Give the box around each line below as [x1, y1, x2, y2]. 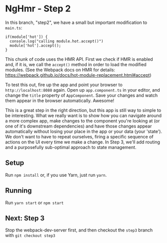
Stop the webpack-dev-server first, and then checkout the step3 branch [5, 227, 153, 233]
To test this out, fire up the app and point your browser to [5, 82, 123, 88]
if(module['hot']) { [5, 34, 48, 39]
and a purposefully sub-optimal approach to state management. [5, 144, 137, 150]
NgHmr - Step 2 [5, 3, 71, 14]
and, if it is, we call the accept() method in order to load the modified [5, 61, 147, 67]
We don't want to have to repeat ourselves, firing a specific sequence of [5, 133, 154, 139]
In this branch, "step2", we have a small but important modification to [5, 19, 148, 25]
